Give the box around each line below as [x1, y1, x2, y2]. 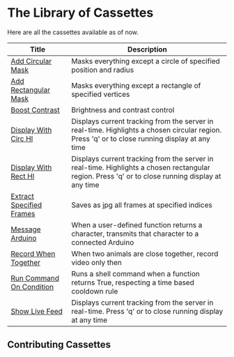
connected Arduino [71, 237, 134, 247]
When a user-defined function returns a [71, 220, 203, 229]
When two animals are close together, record [71, 249, 219, 259]
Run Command [10, 273, 60, 283]
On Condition [10, 282, 54, 291]
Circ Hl [10, 134, 33, 144]
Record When [10, 249, 56, 259]
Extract [10, 191, 35, 201]
